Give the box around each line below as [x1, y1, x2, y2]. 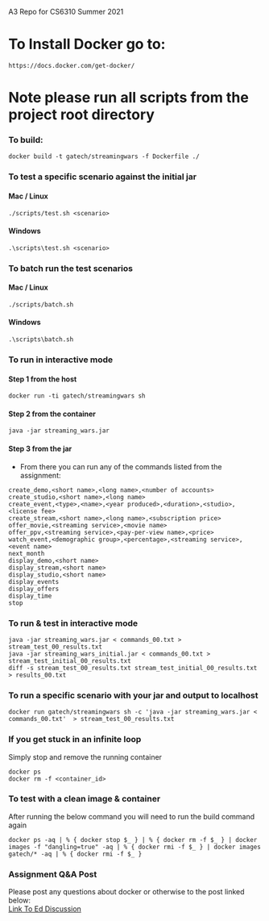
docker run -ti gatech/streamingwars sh [8, 392, 147, 400]
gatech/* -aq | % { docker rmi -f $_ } [8, 850, 143, 858]
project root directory [8, 106, 155, 124]
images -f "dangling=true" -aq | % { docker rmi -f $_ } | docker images [8, 843, 262, 851]
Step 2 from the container [8, 409, 97, 419]
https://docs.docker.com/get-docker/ [8, 61, 135, 69]
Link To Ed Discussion [8, 904, 82, 914]
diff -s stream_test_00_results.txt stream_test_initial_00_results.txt [8, 664, 258, 672]
